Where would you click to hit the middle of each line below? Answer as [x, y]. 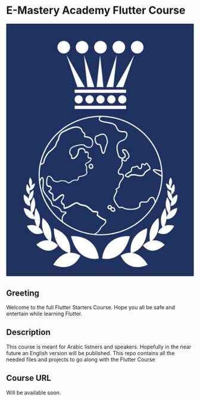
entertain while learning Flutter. [44, 314]
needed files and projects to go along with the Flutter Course [81, 359]
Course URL [29, 378]
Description [28, 332]
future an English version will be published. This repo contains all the [90, 353]
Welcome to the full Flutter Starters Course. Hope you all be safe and [91, 307]
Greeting [23, 293]
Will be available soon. [34, 392]
